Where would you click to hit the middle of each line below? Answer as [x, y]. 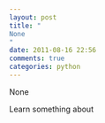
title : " [25, 26]
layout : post [33, 17]
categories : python [45, 67]
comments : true [37, 58]
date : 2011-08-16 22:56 [53, 50]
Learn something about [52, 109]
